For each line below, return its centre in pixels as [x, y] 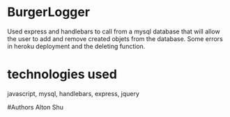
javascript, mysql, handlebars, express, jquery [73, 93]
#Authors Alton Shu [36, 107]
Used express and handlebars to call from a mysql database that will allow [114, 31]
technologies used [62, 75]
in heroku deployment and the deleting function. [76, 46]
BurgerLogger [49, 12]
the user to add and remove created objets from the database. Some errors [115, 38]
